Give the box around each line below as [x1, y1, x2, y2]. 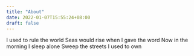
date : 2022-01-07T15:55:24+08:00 [6, 14, 91, 20]
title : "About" [6, 8, 45, 15]
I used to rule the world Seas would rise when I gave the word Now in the [6, 37, 189, 44]
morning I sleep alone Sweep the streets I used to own [6, 43, 142, 50]
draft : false [6, 20, 39, 26]
